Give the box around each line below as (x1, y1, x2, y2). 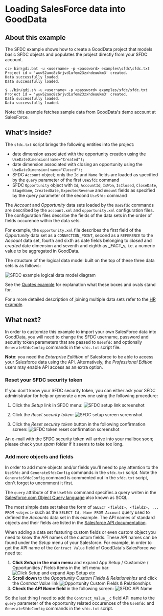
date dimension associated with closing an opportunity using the (12, 161, 143, 167)
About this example (5, 33, 66, 42)
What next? (5, 316, 41, 324)
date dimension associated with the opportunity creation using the (12, 151, 146, 157)
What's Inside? (5, 128, 52, 137)
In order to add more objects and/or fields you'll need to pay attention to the (5, 464, 158, 471)
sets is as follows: (5, 262, 41, 268)
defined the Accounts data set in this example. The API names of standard (5, 515, 155, 521)
